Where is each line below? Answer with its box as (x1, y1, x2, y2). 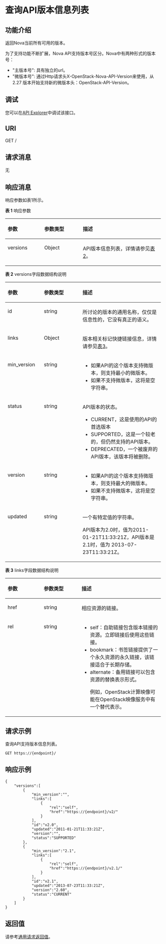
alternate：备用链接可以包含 (89, 669, 156, 676)
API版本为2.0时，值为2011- (82, 526, 149, 533)
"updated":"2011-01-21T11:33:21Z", (31, 826, 105, 831)
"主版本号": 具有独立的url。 (12, 67, 68, 73)
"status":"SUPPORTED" (31, 835, 77, 840)
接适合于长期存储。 (89, 661, 135, 668)
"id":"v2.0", (31, 822, 58, 827)
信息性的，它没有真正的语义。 (82, 316, 152, 323)
